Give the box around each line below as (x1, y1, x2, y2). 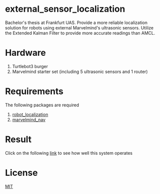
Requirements (5, 86, 64, 97)
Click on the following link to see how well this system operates (5, 150, 133, 156)
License (5, 167, 38, 178)
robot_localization (12, 111, 48, 117)
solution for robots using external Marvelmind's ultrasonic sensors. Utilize (5, 24, 154, 30)
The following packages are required (5, 102, 79, 108)
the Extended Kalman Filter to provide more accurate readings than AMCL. (5, 30, 156, 36)
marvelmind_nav (12, 117, 46, 122)
